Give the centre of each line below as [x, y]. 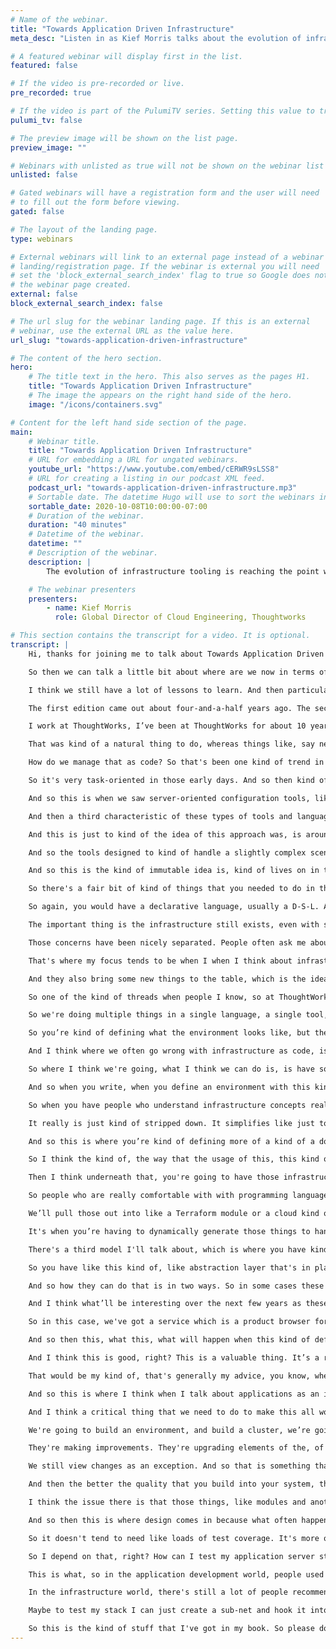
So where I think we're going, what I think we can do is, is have [171, 1069]
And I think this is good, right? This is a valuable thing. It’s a [174, 1358]
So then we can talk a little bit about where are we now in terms [171, 672]
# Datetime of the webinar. [86, 534]
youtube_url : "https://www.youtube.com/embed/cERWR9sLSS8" [154, 469]
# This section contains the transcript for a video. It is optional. [160, 636]
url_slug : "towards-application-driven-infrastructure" [129, 340]
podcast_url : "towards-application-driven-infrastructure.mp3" [163, 487]
